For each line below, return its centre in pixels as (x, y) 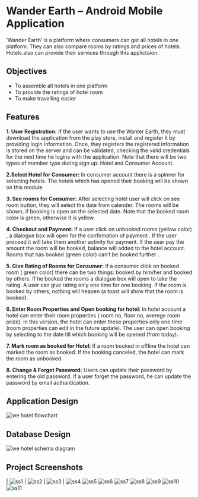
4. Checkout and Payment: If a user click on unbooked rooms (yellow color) (99, 229)
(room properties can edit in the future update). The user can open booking (98, 328)
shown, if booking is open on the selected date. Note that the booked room (98, 211)
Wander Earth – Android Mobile (84, 11)
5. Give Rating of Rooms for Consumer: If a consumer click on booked (93, 266)
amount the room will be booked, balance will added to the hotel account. (96, 248)
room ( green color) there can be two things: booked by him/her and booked (99, 272)
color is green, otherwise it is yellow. (51, 218)
